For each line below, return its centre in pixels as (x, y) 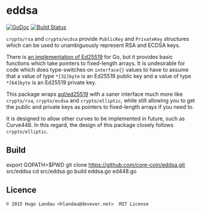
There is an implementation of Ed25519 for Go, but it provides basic (89, 57)
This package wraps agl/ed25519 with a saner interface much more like (94, 94)
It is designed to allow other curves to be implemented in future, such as (95, 119)
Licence (22, 190)
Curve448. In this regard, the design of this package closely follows (90, 125)
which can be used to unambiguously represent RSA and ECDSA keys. (93, 45)
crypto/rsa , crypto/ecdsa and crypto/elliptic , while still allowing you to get (100, 100)
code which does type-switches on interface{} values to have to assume (97, 69)
